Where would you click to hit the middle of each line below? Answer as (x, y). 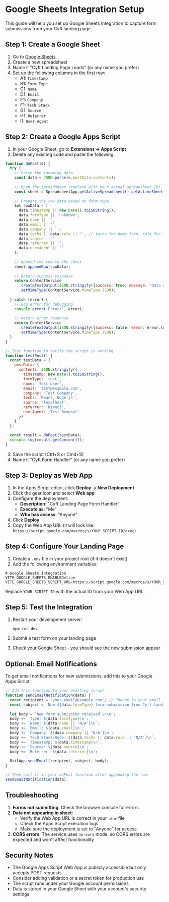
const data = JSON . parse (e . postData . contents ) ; (65, 178)
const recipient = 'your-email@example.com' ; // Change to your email (85, 700)
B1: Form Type (34, 83)
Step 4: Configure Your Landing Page (65, 547)
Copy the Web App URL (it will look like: (53, 525)
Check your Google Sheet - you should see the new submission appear (87, 648)
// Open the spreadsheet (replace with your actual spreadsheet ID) (88, 187)
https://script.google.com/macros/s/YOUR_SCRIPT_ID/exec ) (74, 530)
